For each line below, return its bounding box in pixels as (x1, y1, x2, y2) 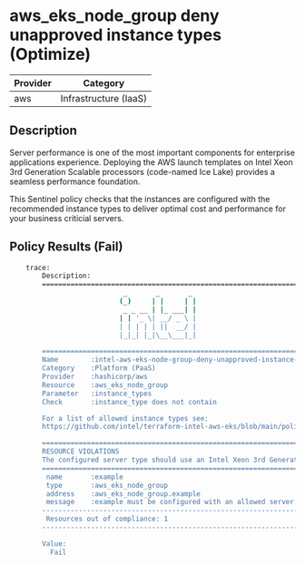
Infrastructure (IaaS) (60, 92, 148, 104)
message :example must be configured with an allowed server (45, 498, 295, 507)
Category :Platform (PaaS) (42, 364, 156, 373)
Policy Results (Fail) (9, 239, 123, 255)
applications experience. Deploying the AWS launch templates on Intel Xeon (9, 156, 293, 168)
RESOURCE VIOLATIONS (42, 447, 120, 456)
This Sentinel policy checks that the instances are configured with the (9, 193, 271, 204)
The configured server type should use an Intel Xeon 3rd (42, 455, 266, 465)
